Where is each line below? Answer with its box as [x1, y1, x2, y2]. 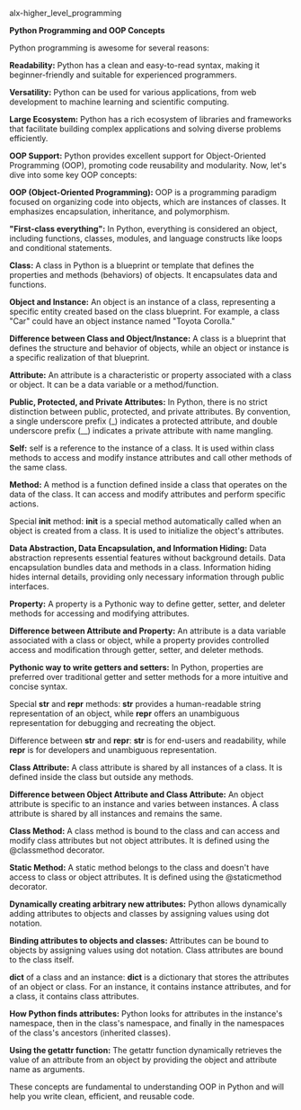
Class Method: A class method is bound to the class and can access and [9, 826, 280, 836]
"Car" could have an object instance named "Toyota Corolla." [9, 316, 235, 327]
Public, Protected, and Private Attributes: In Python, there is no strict [9, 397, 268, 407]
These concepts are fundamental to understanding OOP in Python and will [9, 1081, 285, 1092]
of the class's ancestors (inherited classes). [9, 1027, 171, 1038]
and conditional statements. [9, 243, 112, 253]
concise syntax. [9, 681, 68, 692]
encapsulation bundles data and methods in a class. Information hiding [9, 562, 271, 572]
